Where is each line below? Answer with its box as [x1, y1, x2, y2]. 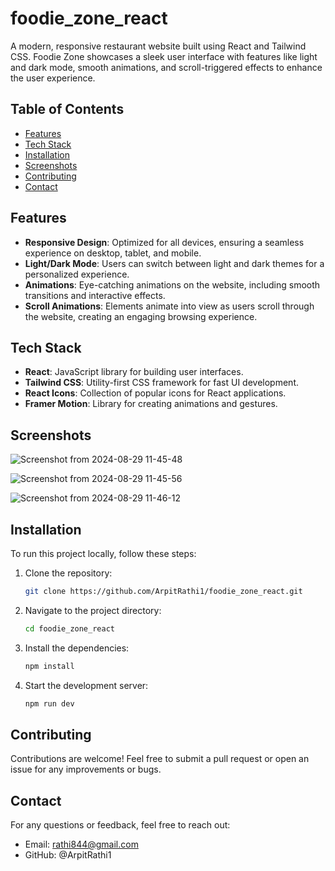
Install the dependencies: [24, 642, 130, 654]
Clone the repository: [24, 567, 113, 579]
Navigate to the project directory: [24, 604, 162, 616]
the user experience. [10, 72, 96, 84]
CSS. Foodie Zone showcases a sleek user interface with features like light [10, 50, 318, 62]
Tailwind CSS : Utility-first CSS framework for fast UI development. [24, 377, 300, 389]
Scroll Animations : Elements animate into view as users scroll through [24, 300, 315, 312]
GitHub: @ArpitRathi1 [24, 849, 112, 861]
